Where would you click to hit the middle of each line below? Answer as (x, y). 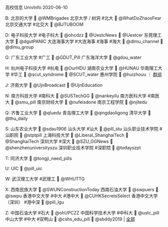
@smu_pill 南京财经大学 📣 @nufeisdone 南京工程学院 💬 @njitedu (81, 102)
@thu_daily (17, 118)
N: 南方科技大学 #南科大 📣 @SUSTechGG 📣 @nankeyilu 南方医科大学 (76, 96)
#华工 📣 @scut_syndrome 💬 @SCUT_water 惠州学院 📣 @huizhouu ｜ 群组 (86, 74)
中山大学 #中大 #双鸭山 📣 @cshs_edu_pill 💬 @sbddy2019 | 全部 (70, 219)
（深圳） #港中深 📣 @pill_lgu (35, 202)
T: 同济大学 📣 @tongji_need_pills (39, 158)
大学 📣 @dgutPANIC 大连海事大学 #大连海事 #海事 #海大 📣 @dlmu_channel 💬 (84, 41)
